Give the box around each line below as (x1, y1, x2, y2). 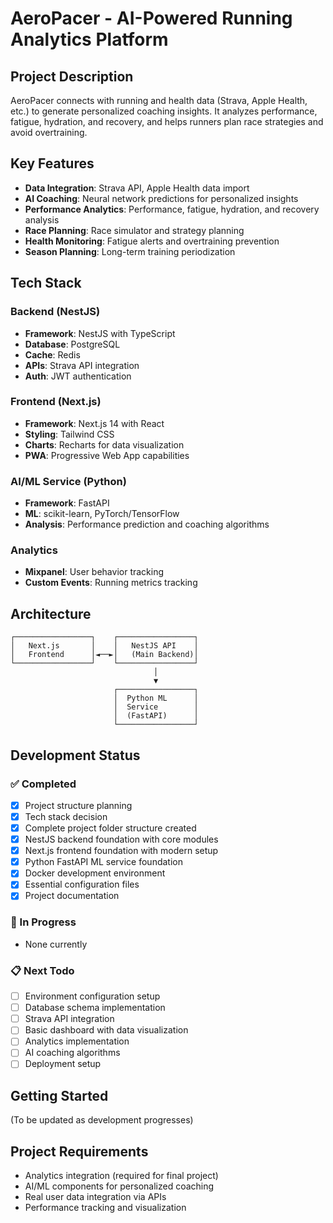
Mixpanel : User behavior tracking (24, 566, 165, 578)
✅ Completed (10, 777, 77, 791)
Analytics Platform (10, 28, 169, 51)
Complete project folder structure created (24, 822, 197, 834)
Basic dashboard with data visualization (24, 1024, 189, 1036)
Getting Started (10, 1087, 109, 1104)
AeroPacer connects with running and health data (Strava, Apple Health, (10, 95, 308, 106)
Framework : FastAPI (24, 497, 110, 509)
